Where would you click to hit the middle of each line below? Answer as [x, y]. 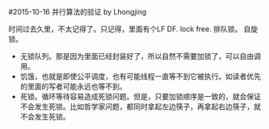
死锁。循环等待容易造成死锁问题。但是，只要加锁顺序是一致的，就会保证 [140, 96]
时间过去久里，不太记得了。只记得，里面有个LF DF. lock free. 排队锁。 [125, 29]
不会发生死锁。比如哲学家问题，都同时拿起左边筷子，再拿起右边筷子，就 [140, 106]
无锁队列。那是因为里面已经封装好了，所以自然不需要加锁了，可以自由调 [140, 56]
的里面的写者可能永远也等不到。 [73, 86]
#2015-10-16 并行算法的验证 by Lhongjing [78, 12]
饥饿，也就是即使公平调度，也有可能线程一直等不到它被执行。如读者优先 [140, 76]
